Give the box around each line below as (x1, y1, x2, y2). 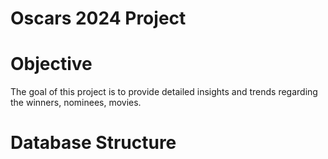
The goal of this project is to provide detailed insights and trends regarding (10, 86, 318, 98)
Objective (10, 53, 93, 76)
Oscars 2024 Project (10, 7, 187, 30)
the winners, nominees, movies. (10, 97, 142, 109)
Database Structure (10, 132, 177, 154)
